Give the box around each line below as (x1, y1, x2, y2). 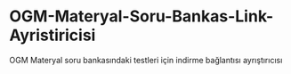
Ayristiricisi (9, 25, 96, 45)
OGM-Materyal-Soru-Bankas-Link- (9, 6, 274, 27)
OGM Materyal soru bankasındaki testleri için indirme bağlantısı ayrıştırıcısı (9, 54, 283, 65)
